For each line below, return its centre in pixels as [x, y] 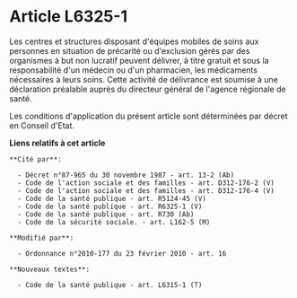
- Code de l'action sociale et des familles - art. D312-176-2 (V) [146, 183]
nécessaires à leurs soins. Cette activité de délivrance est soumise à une [144, 79]
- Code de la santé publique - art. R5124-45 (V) [112, 198]
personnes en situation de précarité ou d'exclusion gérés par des [130, 50]
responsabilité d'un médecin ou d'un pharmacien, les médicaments [134, 70]
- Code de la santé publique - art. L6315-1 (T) [110, 285]
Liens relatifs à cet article [57, 143]
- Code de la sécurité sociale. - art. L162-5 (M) [114, 222]
